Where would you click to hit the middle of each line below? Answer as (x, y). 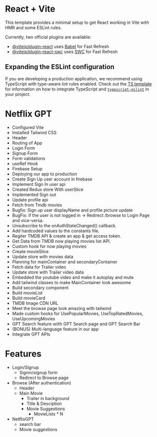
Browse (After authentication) (41, 382)
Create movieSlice (30, 251)
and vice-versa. (28, 220)
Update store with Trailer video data (48, 272)
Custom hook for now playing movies (49, 246)
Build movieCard (29, 298)
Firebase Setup (27, 168)
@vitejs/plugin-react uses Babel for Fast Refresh (61, 46)
